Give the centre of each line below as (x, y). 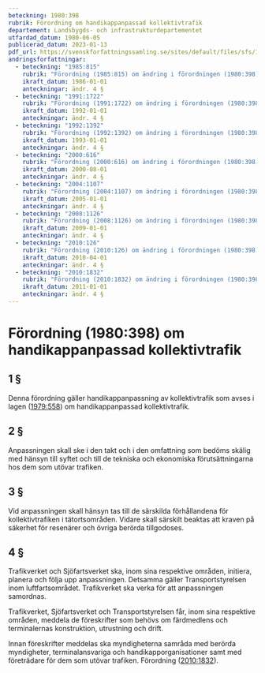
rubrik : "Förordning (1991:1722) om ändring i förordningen (123, 103)
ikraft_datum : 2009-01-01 (65, 228)
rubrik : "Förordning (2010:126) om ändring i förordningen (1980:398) (141, 250)
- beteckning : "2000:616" (58, 155)
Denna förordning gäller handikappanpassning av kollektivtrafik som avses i (131, 398)
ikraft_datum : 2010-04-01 (65, 257)
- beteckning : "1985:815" (58, 67)
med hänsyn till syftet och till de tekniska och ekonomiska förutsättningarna (131, 458)
